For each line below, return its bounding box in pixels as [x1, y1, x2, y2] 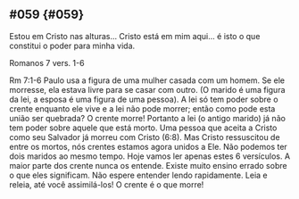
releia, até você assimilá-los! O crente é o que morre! [9, 178, 204, 190]
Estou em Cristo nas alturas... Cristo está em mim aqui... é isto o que [9, 30, 261, 41]
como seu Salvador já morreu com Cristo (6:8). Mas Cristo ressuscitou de [9, 131, 280, 142]
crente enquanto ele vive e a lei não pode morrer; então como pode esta [9, 103, 276, 114]
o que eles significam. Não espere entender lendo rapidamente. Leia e [9, 170, 268, 180]
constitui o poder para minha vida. [9, 40, 136, 51]
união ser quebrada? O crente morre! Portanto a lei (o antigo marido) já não [9, 112, 286, 123]
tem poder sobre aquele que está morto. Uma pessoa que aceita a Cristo [9, 122, 278, 133]
